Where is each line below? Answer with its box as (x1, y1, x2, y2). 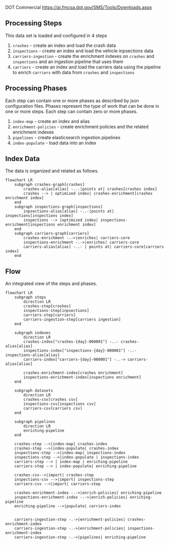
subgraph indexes (14, 330, 51, 336)
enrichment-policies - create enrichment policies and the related (12, 123, 149, 130)
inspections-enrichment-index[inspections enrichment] (23, 375, 142, 380)
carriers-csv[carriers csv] (23, 406, 82, 411)
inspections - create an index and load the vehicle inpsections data (12, 48, 153, 54)
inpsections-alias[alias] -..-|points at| (23, 209, 114, 214)
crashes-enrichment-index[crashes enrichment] (23, 370, 123, 375)
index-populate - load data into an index (12, 140, 97, 146)
